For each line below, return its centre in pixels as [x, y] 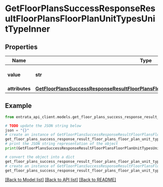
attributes [19, 89]
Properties [21, 47]
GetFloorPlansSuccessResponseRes [80, 8]
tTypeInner [28, 29]
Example [18, 106]
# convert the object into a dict [40, 157]
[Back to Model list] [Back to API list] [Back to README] [61, 180]
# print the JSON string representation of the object [62, 144]
